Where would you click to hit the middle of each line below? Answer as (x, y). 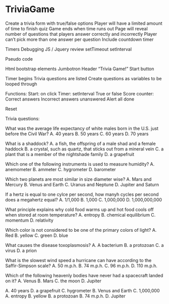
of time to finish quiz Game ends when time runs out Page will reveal (76, 28)
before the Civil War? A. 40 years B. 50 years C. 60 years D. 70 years (77, 134)
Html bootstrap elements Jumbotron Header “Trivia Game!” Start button (80, 69)
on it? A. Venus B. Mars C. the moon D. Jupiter (53, 281)
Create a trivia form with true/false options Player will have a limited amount (84, 23)
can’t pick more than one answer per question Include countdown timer (79, 39)
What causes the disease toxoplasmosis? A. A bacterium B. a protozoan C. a (84, 245)
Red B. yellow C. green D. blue (37, 235)
